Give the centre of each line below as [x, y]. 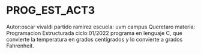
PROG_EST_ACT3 [51, 10]
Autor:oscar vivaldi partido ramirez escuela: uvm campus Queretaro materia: [101, 27]
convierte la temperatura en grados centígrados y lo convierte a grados [94, 39]
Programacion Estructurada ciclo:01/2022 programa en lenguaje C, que [94, 33]
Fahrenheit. [20, 46]
